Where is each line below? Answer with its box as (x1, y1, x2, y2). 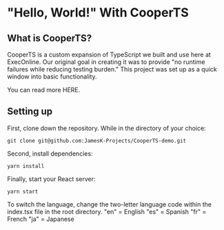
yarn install (7, 163, 45, 169)
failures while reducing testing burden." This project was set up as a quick (7, 65, 217, 73)
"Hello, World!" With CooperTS (7, 5, 190, 21)
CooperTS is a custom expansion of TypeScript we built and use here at (7, 50, 212, 59)
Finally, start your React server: (7, 174, 96, 183)
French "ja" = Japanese (7, 215, 74, 223)
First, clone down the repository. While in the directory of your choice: (7, 124, 206, 132)
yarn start (7, 188, 39, 195)
